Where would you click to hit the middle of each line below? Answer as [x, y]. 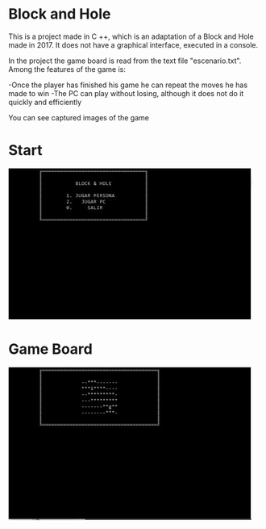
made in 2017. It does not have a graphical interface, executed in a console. [133, 44]
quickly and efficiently [45, 102]
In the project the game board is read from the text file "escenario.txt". [125, 61]
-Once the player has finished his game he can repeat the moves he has [128, 85]
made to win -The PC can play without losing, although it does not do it [126, 93]
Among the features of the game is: [67, 69]
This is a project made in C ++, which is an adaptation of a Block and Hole [131, 36]
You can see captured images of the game [79, 117]
